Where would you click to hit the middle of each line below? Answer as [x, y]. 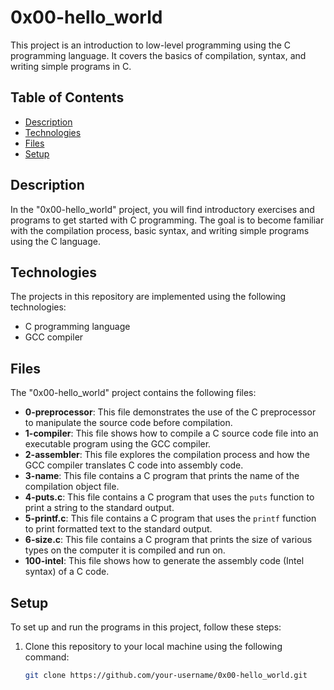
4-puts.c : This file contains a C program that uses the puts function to [169, 497]
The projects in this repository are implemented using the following [148, 297]
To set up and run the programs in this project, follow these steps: [146, 627]
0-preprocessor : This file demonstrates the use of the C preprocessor [170, 412]
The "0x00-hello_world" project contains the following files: [133, 393]
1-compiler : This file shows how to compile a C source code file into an [171, 433]
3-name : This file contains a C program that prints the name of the [162, 476]
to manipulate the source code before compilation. [128, 423]
